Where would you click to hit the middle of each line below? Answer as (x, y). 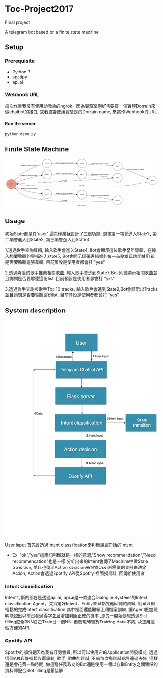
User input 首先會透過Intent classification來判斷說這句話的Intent (69, 545)
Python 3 (21, 72)
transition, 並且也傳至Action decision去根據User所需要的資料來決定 (79, 567)
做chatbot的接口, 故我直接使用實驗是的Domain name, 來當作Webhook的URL (81, 112)
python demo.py (20, 134)
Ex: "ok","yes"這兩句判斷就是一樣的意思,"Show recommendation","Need (84, 555)
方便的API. (20, 628)
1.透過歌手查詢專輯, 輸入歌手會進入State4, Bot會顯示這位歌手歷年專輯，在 (79, 250)
